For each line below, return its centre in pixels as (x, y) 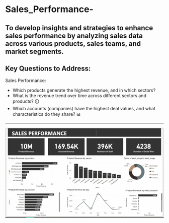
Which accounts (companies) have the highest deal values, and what (84, 109)
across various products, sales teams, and (73, 44)
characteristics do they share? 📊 (47, 114)
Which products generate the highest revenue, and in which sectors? (84, 90)
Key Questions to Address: (48, 68)
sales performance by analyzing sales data (74, 35)
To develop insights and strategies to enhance (79, 28)
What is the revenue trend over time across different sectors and (79, 96)
